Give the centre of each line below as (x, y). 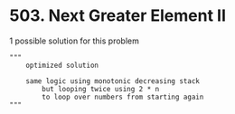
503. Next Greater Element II (118, 16)
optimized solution (62, 65)
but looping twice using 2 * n (101, 89)
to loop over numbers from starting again (123, 97)
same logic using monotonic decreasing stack (113, 81)
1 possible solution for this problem (75, 41)
